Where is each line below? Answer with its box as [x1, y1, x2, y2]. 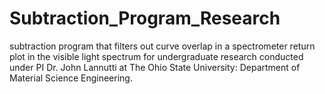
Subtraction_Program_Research [9, 7, 281, 30]
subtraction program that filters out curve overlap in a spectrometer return [9, 40, 316, 52]
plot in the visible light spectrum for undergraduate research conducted [9, 50, 304, 62]
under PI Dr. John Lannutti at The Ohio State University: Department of [9, 61, 301, 73]
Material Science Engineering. [9, 72, 133, 84]
